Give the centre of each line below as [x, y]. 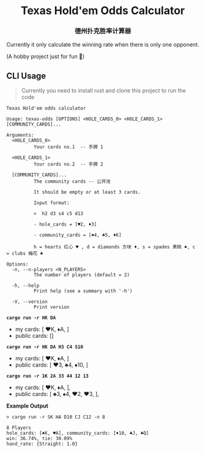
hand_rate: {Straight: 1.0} [42, 444]
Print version [51, 307]
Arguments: [20, 135]
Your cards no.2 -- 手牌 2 [68, 164]
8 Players [19, 428]
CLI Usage [26, 76]
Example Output [28, 406]
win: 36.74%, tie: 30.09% [39, 439]
